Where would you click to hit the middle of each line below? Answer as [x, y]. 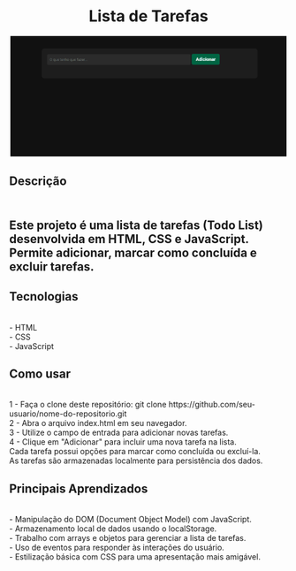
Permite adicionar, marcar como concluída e [133, 252]
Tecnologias [44, 297]
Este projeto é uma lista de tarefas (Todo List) [136, 225]
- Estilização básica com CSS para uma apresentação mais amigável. [135, 557]
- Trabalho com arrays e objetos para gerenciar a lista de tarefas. [128, 538]
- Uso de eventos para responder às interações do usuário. [117, 548]
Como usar [40, 373]
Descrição [38, 182]
